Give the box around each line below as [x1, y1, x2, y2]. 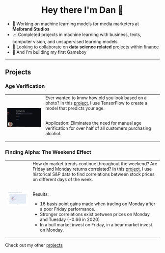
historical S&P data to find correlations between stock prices [32, 171, 155, 177]
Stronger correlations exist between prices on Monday [40, 211, 150, 217]
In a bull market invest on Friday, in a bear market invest [40, 221, 152, 227]
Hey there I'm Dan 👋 [41, 4, 124, 16]
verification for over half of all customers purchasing [45, 125, 151, 131]
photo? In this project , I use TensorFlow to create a [45, 100, 147, 106]
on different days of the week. [32, 176, 93, 182]
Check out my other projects [5, 242, 63, 248]
